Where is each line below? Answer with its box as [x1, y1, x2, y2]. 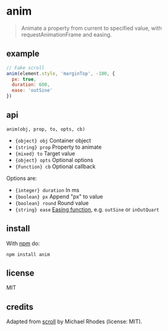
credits [6, 302, 34, 312]
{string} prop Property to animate [15, 143, 102, 151]
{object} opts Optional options [15, 156, 93, 163]
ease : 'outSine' [12, 87, 53, 94]
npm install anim [6, 251, 50, 257]
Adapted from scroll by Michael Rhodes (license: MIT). [6, 318, 143, 326]
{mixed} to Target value [15, 149, 75, 157]
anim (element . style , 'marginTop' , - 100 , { [6, 70, 115, 77]
